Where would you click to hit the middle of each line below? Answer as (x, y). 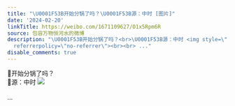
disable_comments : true (42, 53)
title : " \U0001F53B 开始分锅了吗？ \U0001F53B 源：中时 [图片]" (91, 14)
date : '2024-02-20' (36, 20)
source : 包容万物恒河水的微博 (46, 33)
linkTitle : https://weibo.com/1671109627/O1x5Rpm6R (84, 26)
